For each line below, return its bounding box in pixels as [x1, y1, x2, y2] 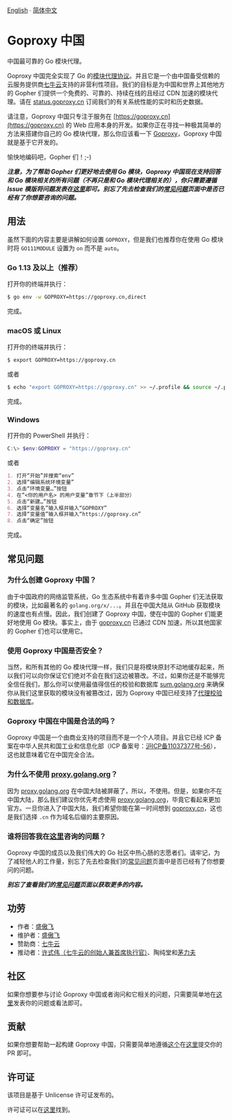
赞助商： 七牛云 [17, 939, 60, 948]
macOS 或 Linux [7, 325, 62, 335]
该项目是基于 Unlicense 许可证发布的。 [7, 1091, 118, 1099]
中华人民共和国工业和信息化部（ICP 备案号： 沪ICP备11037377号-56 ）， [19, 742, 220, 750]
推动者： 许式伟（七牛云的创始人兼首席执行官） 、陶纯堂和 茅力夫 [17, 948, 196, 956]
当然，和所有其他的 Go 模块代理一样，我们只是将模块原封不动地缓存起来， [7, 663, 219, 672]
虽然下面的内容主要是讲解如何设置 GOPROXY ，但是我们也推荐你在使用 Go [7, 235, 210, 243]
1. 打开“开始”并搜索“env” [7, 473, 75, 480]
